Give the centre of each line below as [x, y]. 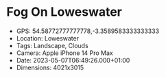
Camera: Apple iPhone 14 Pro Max [65, 53]
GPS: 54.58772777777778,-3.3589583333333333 [87, 31]
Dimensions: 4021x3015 [50, 67]
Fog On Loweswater [64, 12]
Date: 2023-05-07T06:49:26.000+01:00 [73, 60]
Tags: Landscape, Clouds [52, 45]
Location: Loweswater [48, 38]
